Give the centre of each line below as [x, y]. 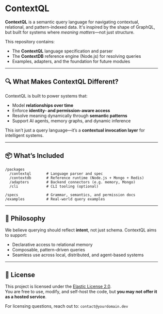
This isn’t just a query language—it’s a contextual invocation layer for [75, 130]
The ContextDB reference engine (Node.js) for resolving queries [77, 56]
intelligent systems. [24, 135]
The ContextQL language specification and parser [62, 51]
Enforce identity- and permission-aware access [61, 110]
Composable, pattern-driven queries [49, 250]
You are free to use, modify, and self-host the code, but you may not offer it [81, 292]
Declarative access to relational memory [52, 245]
